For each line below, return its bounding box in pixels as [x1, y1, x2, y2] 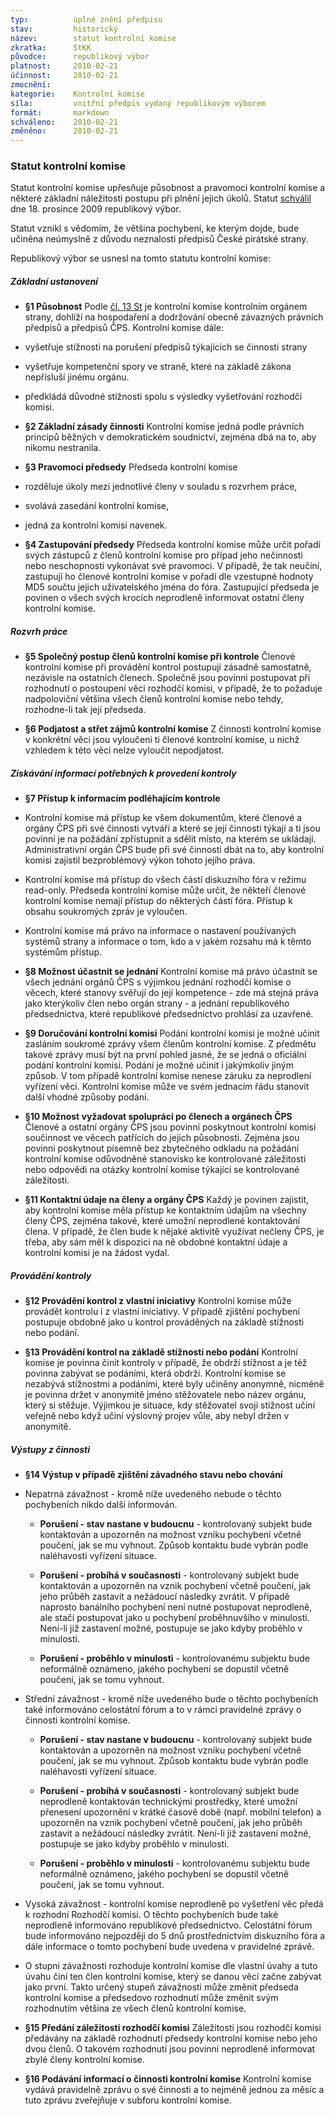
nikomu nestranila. [24, 442, 102, 454]
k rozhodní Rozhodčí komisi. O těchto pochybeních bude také [24, 1909, 279, 1921]
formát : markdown [10, 107, 110, 118]
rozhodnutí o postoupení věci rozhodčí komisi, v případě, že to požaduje [24, 682, 323, 695]
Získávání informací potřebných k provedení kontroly [10, 767, 237, 779]
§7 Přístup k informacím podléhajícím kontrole [24, 792, 221, 805]
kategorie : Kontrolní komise [10, 89, 145, 99]
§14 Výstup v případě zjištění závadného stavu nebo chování [24, 1469, 283, 1481]
